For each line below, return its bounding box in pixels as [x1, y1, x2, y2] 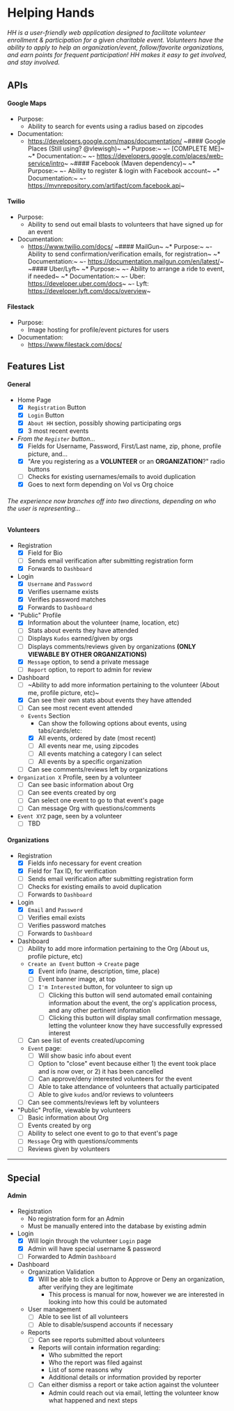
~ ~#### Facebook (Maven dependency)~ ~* [63, 159, 196, 167]
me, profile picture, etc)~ [27, 688, 100, 696]
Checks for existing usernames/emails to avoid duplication [27, 472, 196, 480]
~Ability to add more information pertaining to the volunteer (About [27, 680, 219, 689]
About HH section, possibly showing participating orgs [27, 418, 182, 427]
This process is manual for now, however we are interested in [48, 1290, 225, 1299]
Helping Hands [7, 5, 95, 21]
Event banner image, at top [38, 975, 116, 984]
